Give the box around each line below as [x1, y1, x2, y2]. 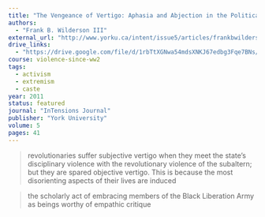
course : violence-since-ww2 [8, 56, 101, 64]
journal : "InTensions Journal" [8, 107, 111, 115]
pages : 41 [8, 129, 41, 137]
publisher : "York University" [8, 114, 108, 122]
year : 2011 [8, 92, 44, 100]
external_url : [8, 33, 55, 42]
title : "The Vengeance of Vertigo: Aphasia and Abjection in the [8, 11, 227, 20]
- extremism [15, 77, 55, 85]
